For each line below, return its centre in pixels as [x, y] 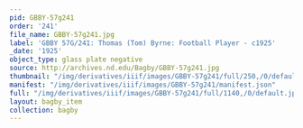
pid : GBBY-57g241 [42, 18]
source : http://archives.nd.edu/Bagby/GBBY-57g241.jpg [115, 69]
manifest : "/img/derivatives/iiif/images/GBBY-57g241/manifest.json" [143, 85]
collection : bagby [44, 110]
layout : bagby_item [46, 101]
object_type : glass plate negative [76, 59]
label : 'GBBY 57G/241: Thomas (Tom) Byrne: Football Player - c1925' [143, 43]
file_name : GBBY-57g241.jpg [62, 34]
